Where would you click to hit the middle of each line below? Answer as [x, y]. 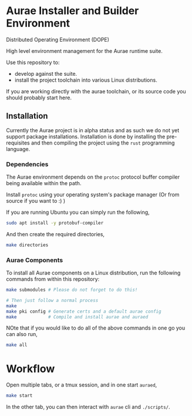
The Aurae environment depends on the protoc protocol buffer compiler [93, 177]
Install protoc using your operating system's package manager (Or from [93, 194]
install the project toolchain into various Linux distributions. [86, 80]
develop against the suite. [46, 73]
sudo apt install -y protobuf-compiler [55, 223]
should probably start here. [39, 98]
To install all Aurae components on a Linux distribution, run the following [93, 273]
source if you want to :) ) [36, 201]
